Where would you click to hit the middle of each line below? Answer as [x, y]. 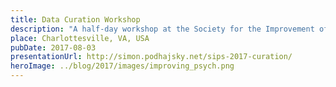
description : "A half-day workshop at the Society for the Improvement [162, 29]
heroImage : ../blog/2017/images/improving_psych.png [122, 66]
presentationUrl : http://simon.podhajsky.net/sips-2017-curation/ [151, 57]
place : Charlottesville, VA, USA [80, 38]
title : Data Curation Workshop [75, 19]
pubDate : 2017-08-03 [53, 47]
